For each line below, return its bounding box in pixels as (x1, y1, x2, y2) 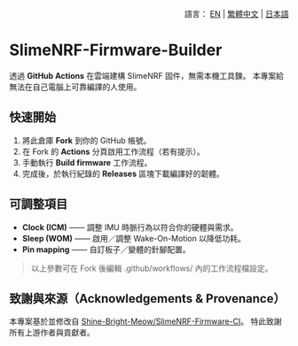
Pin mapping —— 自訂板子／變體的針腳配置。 (21, 243, 191, 255)
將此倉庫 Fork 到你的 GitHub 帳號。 (21, 135, 152, 145)
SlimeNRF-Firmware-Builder (9, 40, 223, 60)
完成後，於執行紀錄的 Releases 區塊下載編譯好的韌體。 (21, 168, 224, 179)
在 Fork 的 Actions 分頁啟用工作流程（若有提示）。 (21, 146, 206, 157)
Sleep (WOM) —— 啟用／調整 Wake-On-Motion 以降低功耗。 (21, 233, 246, 243)
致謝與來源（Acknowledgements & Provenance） (9, 291, 286, 306)
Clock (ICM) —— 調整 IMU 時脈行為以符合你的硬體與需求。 (21, 221, 239, 233)
